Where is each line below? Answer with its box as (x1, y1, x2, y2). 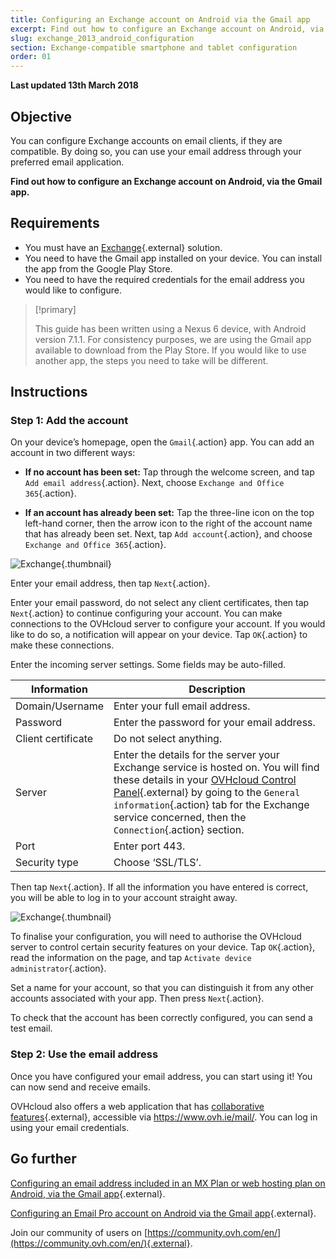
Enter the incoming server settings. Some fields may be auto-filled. (10, 659, 286, 671)
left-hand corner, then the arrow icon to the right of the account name (24, 517, 313, 530)
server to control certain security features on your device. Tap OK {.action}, (10, 941, 316, 953)
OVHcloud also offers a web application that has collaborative (10, 1100, 265, 1112)
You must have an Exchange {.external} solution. (24, 241, 223, 253)
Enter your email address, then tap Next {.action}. (10, 577, 211, 590)
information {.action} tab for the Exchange (113, 798, 310, 812)
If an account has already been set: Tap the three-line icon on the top (24, 507, 315, 519)
